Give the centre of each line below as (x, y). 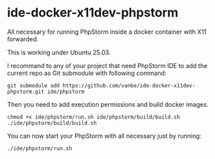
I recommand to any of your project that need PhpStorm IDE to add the (107, 65)
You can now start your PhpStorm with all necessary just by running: (104, 136)
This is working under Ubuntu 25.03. (59, 52)
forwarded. (23, 39)
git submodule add (33, 85)
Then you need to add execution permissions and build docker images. (108, 104)
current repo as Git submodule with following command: (87, 73)
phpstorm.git (26, 92)
